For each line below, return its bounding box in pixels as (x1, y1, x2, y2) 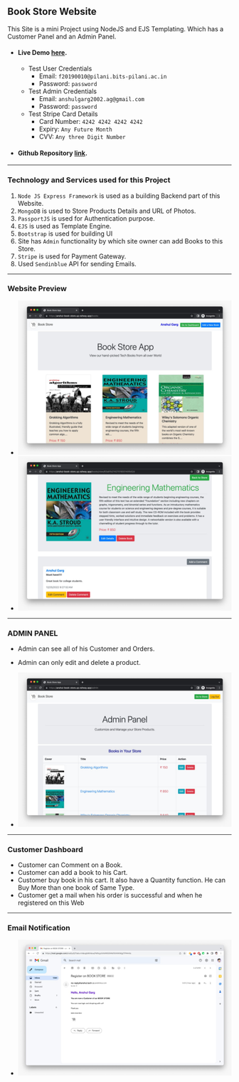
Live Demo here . (17, 48, 68, 57)
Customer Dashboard (7, 845, 83, 855)
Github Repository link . (17, 149, 87, 157)
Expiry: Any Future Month (38, 125, 112, 134)
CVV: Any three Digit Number (38, 132, 126, 141)
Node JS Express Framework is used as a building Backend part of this (17, 191, 221, 200)
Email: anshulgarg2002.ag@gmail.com (38, 95, 144, 103)
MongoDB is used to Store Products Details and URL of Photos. (17, 206, 196, 215)
